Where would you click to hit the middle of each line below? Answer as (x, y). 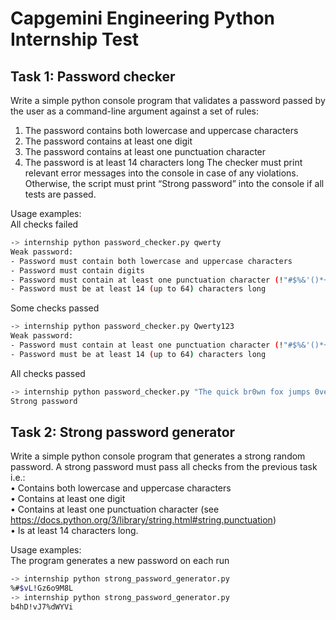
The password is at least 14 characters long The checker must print (163, 162)
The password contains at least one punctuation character (145, 151)
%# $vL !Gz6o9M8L (42, 588)
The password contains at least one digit (108, 141)
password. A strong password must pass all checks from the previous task (164, 467)
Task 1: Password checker (93, 76)
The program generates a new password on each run (120, 561)
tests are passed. (60, 194)
